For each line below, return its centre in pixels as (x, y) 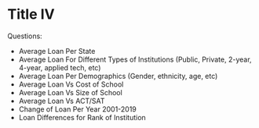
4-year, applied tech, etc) (60, 67)
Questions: (25, 36)
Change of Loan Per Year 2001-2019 (77, 109)
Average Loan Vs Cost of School (71, 84)
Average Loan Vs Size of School (70, 92)
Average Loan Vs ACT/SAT (62, 101)
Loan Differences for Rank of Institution (82, 117)
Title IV (31, 14)
